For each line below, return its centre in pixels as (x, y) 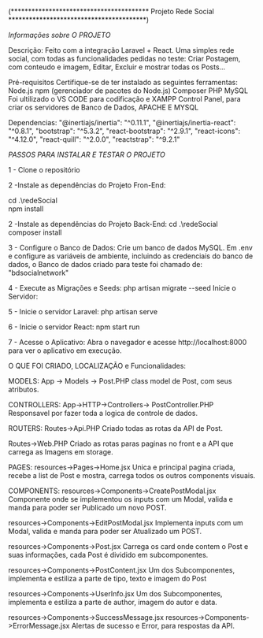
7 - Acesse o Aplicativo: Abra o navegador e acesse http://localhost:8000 (128, 342)
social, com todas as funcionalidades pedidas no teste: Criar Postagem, (124, 59)
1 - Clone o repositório (44, 170)
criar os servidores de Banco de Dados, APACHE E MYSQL (104, 107)
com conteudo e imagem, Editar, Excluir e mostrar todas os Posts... (117, 67)
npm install (26, 209)
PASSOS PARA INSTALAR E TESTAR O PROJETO (87, 154)
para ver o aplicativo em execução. (65, 351)
